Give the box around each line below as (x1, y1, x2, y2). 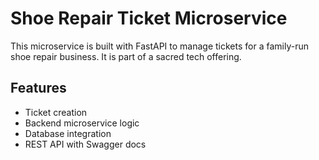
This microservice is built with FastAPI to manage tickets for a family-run (10, 40, 309, 52)
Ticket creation (24, 106, 88, 118)
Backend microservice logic (24, 117, 140, 129)
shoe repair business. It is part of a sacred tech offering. (10, 50, 242, 62)
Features (10, 80, 67, 97)
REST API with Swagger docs (24, 138, 147, 150)
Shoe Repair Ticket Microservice (10, 7, 288, 30)
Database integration (24, 127, 112, 139)
